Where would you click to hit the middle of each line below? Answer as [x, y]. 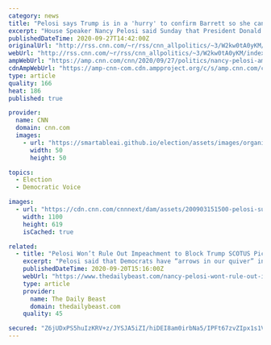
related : [23, 247]
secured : [23, 328]
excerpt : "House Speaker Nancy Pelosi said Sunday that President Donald [135, 31]
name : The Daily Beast [68, 299]
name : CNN [32, 121]
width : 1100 [43, 217]
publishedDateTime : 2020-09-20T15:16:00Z [93, 269]
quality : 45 [43, 314]
